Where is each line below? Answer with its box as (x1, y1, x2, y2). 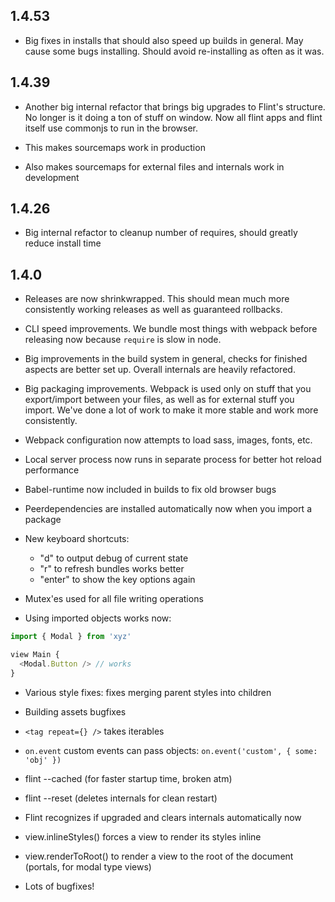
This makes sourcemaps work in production (24, 141, 206, 153)
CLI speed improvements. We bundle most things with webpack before (24, 323, 318, 335)
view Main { (10, 650, 60, 660)
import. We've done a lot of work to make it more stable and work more (24, 404, 319, 416)
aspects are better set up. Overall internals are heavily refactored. (24, 364, 296, 376)
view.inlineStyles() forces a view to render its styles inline (24, 830, 262, 843)
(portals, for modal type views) (24, 860, 152, 873)
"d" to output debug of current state (39, 552, 189, 564)
